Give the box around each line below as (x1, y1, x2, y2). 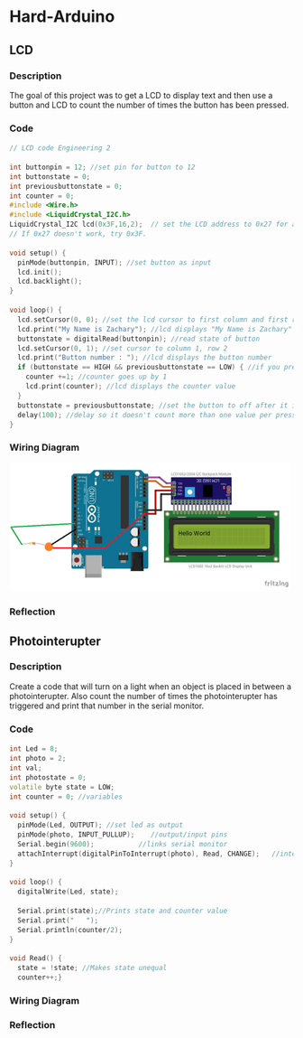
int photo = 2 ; (9, 754, 67, 763)
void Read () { (9, 954, 63, 963)
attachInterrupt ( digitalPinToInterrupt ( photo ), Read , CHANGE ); (17, 849, 260, 858)
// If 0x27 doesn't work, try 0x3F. (9, 229, 147, 238)
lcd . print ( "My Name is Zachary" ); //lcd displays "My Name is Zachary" (17, 324, 293, 333)
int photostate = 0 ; (9, 772, 87, 782)
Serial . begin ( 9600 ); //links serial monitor (17, 839, 228, 848)
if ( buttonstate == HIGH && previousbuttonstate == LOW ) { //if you (17, 363, 280, 372)
